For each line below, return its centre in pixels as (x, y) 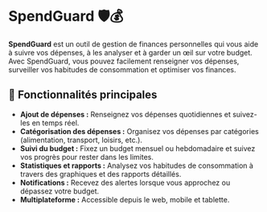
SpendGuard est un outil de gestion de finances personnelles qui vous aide (133, 44)
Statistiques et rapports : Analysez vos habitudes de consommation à (136, 165)
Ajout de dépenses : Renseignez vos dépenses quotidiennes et (125, 114)
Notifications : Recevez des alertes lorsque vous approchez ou (125, 182)
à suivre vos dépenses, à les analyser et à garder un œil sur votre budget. (131, 52)
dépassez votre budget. (59, 191)
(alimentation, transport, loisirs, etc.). (81, 140)
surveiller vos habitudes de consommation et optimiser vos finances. (122, 69)
